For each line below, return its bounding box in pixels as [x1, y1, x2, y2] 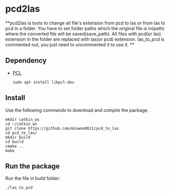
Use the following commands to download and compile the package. [5, 107, 149, 113]
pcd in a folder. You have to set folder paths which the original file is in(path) [5, 25, 165, 31]
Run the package [5, 161, 60, 171]
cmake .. [5, 144, 24, 149]
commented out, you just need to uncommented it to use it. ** [5, 41, 134, 47]
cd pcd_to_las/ [5, 130, 38, 135]
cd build [5, 139, 24, 144]
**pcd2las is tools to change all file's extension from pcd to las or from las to [5, 20, 165, 26]
